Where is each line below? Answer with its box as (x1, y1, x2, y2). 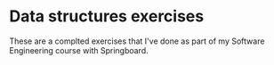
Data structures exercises (9, 6, 205, 27)
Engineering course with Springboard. (9, 45, 149, 55)
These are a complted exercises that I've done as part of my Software (9, 36, 265, 46)
